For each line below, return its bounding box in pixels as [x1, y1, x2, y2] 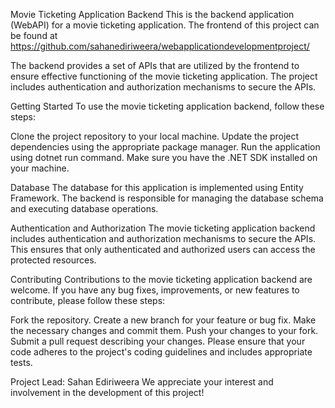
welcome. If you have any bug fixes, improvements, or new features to [10, 284, 300, 296]
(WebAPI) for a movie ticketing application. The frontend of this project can [10, 19, 320, 31]
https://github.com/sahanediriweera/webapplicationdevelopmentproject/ [10, 40, 310, 52]
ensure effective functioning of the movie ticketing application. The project [10, 70, 318, 82]
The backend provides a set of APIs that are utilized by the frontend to [10, 60, 300, 71]
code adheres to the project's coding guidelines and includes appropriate [10, 346, 313, 358]
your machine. [10, 162, 70, 174]
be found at [10, 30, 58, 41]
